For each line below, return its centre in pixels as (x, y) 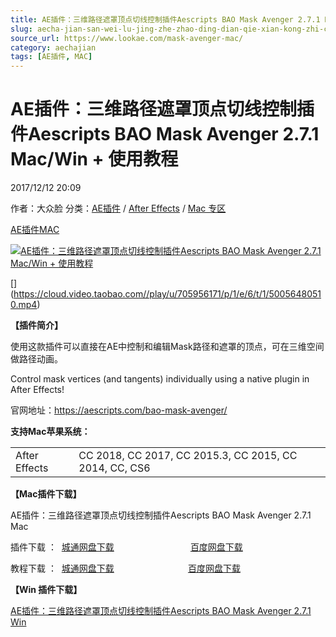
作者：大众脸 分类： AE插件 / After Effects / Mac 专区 (118, 208)
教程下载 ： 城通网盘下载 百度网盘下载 (125, 568)
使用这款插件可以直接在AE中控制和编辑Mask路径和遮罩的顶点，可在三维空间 (167, 347)
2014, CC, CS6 (114, 468)
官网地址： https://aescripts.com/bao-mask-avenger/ (119, 410)
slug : (21, 29)
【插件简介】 (36, 325)
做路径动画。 (36, 359)
